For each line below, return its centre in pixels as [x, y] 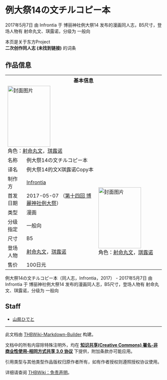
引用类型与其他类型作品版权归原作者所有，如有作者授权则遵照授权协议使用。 [83, 362]
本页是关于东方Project [28, 42]
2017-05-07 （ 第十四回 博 [59, 196]
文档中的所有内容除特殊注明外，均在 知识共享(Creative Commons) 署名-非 [82, 345]
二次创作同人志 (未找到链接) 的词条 [41, 48]
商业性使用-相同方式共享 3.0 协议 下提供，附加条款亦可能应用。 [70, 351]
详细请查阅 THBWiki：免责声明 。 [39, 372]
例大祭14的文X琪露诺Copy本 [60, 169]
